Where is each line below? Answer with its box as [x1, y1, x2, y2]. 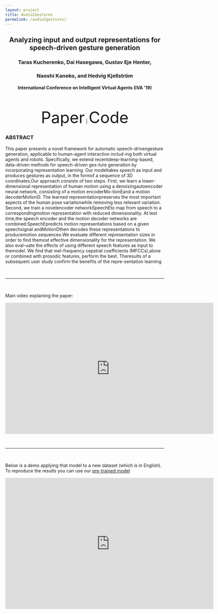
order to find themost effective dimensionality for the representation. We [5, 237, 156, 243]
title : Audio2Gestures [5, 12, 53, 17]
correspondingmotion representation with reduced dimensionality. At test [5, 210, 157, 216]
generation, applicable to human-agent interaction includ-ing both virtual [5, 151, 157, 157]
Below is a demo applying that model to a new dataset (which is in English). [5, 462, 162, 468]
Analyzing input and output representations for [9, 35, 160, 44]
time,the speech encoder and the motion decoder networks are [5, 215, 137, 222]
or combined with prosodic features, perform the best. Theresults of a [5, 253, 151, 259]
